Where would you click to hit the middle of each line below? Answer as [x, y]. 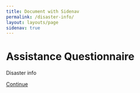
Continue [17, 84]
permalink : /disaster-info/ [40, 17]
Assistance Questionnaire [70, 57]
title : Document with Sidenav [43, 11]
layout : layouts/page [32, 22]
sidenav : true [23, 28]
